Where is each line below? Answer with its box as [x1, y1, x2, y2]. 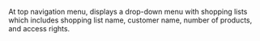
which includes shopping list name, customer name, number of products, [8, 15, 253, 25]
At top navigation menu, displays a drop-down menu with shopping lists [8, 7, 248, 16]
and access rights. [8, 24, 70, 33]
